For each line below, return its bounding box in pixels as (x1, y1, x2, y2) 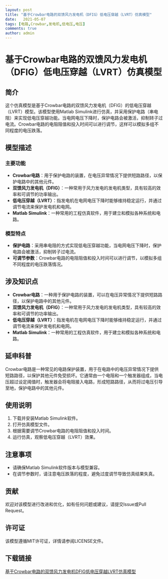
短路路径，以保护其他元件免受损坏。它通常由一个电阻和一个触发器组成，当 (5, 372, 158, 378)
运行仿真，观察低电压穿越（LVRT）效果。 (12, 434, 98, 440)
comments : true (5, 26, 37, 31)
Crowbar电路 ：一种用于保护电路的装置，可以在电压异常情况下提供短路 (12, 292, 158, 298)
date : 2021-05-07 (5, 17, 46, 22)
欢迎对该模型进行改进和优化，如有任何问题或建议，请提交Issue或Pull (5, 501, 146, 508)
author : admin (5, 31, 35, 36)
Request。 (5, 508, 26, 514)
